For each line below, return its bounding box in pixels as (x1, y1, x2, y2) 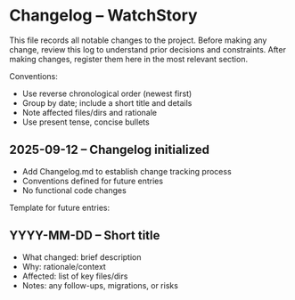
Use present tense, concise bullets (21, 117, 150, 127)
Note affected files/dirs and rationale (21, 107, 158, 118)
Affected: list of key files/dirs (21, 271, 128, 281)
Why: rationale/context (21, 261, 107, 272)
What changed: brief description (21, 251, 142, 263)
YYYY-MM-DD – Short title (9, 228, 160, 243)
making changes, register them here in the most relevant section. (9, 53, 248, 64)
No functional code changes (21, 184, 127, 196)
